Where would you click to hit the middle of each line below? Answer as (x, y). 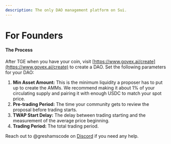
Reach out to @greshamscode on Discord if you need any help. (72, 136)
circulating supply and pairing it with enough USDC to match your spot (87, 94)
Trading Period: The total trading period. (56, 126)
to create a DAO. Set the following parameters (118, 67)
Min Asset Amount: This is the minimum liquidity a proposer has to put (88, 82)
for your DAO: (20, 73)
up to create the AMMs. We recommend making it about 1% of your (84, 88)
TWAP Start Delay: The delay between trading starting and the (79, 115)
